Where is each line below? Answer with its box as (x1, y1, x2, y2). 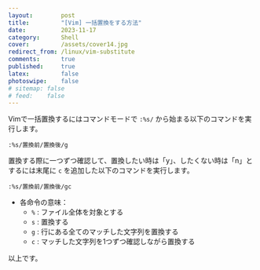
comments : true (8, 56, 76, 64)
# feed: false (8, 92, 65, 100)
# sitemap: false (8, 84, 65, 93)
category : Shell (8, 33, 79, 42)
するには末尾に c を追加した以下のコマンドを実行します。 (8, 166, 194, 175)
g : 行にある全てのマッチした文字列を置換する (31, 227, 179, 236)
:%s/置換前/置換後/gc (8, 183, 72, 191)
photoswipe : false (8, 77, 79, 85)
